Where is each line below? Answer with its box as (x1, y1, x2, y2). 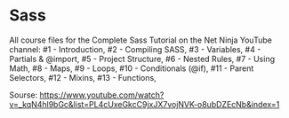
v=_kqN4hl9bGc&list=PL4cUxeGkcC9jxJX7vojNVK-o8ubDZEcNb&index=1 (9, 98, 280, 109)
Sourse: (9, 90, 38, 100)
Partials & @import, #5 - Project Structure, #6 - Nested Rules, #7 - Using (9, 53, 276, 64)
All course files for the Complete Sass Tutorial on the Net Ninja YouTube (9, 35, 273, 45)
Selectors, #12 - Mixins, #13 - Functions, (9, 72, 157, 83)
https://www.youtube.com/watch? (39, 90, 165, 100)
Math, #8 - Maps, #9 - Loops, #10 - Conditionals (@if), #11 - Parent (9, 63, 254, 74)
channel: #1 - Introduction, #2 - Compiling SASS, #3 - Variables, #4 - (9, 43, 261, 54)
